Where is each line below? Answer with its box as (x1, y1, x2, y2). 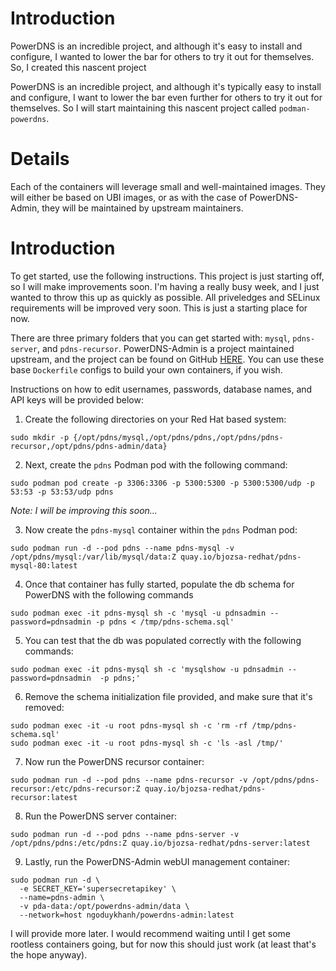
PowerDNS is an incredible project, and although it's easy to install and (10, 40, 303, 52)
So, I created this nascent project (10, 61, 147, 73)
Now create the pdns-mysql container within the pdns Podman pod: (24, 523, 298, 536)
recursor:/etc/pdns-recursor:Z (10, 783, 141, 794)
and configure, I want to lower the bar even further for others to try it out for (10, 91, 323, 103)
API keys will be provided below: (10, 393, 144, 406)
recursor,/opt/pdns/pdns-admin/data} (10, 441, 168, 451)
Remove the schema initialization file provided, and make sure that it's (24, 690, 313, 702)
